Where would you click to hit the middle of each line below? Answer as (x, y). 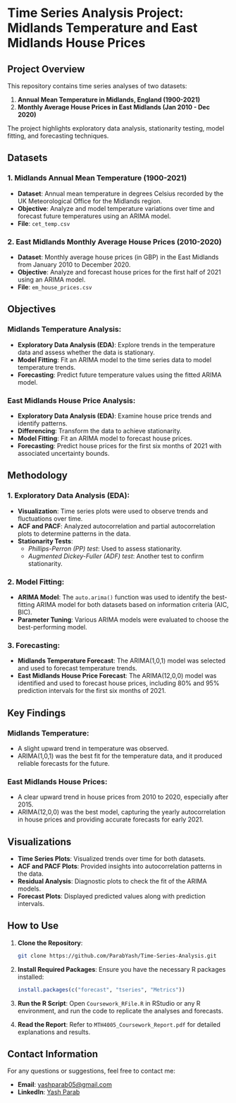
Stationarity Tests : (45, 541)
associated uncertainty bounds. (63, 453)
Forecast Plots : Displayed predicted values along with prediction (111, 896)
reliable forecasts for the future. (64, 763)
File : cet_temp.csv (44, 223)
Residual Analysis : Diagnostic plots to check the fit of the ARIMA (112, 881)
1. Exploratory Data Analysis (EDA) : (69, 495)
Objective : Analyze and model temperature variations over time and (116, 208)
